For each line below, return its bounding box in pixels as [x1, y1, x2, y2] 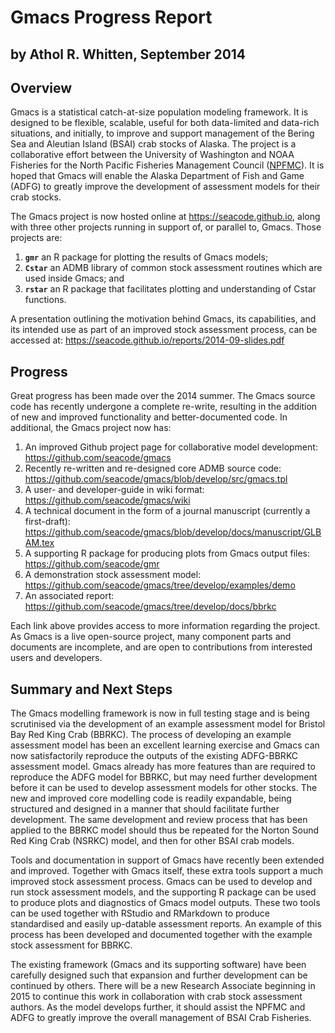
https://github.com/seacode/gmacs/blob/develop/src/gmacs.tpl [24, 473, 288, 485]
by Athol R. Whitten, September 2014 [10, 46, 247, 63]
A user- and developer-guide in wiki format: [24, 484, 205, 496]
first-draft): [24, 516, 71, 528]
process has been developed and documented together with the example [10, 929, 313, 941]
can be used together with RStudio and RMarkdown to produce [10, 907, 271, 920]
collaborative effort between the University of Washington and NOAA [10, 149, 295, 161]
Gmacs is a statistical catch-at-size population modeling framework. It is [10, 106, 309, 118]
